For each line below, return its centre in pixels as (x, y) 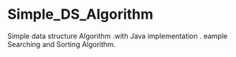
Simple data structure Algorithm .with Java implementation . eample (118, 36)
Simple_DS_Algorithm (81, 14)
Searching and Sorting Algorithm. (62, 44)
